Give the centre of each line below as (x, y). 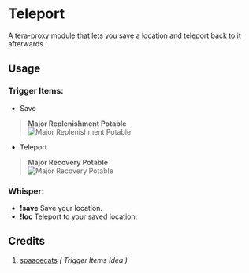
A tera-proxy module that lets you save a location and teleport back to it (125, 35)
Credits (27, 241)
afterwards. (27, 43)
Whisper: (26, 191)
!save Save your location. (61, 208)
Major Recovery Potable (68, 162)
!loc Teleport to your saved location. (78, 216)
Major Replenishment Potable (77, 124)
